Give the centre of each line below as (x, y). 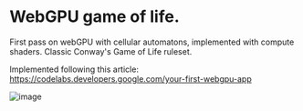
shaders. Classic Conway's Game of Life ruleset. (101, 51)
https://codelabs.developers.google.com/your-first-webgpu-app (131, 78)
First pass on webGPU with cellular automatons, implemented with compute (152, 42)
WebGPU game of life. (94, 17)
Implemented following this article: (74, 69)
